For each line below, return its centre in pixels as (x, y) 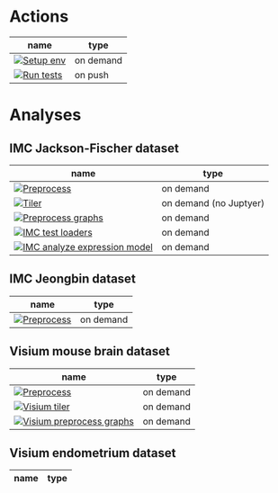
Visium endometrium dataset (93, 453)
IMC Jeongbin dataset (73, 279)
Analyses (45, 115)
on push (92, 75)
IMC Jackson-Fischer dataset (94, 148)
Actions (39, 17)
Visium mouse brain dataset (90, 351)
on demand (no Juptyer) (213, 202)
